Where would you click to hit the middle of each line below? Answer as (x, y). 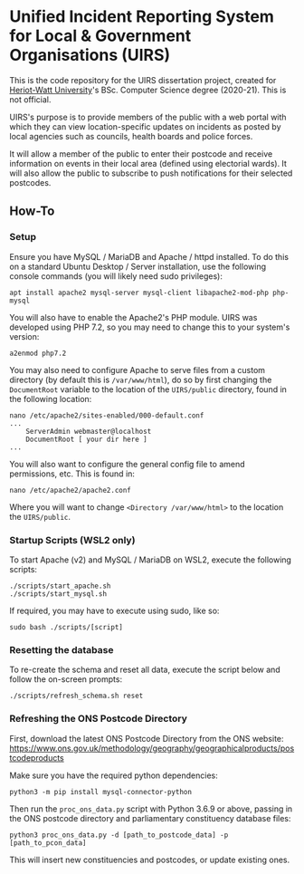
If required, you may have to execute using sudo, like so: (114, 610)
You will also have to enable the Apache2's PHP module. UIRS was (133, 317)
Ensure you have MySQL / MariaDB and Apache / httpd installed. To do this (149, 256)
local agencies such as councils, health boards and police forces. (131, 136)
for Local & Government (100, 36)
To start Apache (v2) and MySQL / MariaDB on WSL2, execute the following (151, 560)
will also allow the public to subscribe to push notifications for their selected (151, 173)
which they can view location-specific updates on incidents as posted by (146, 126)
